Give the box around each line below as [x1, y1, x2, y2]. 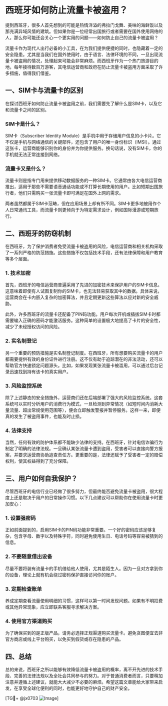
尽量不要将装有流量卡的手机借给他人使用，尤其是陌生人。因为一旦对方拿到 [5, 565, 158, 571]
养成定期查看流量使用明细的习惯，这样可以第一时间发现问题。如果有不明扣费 [5, 598, 163, 604]
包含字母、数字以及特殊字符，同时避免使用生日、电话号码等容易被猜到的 [13, 533, 163, 539]
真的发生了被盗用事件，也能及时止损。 [5, 413, 84, 419]
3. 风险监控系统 [5, 382, 42, 389]
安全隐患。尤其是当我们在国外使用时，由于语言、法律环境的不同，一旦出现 [5, 51, 158, 57]
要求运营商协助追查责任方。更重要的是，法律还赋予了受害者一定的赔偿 [18, 452, 163, 458]
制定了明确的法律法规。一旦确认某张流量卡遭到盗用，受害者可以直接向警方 [5, 445, 158, 451]
